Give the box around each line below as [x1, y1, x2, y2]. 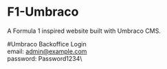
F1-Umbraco [7, 4, 79, 20]
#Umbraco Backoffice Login [7, 40, 87, 48]
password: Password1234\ [7, 54, 82, 62]
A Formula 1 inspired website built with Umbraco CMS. [7, 27, 162, 35]
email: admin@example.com [7, 47, 87, 55]
